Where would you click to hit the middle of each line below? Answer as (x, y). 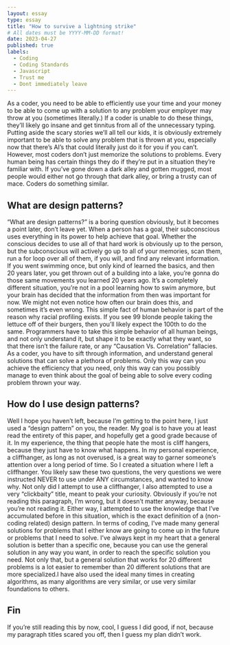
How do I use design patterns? (73, 404)
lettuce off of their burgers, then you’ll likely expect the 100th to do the (107, 325)
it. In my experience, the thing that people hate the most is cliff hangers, (109, 442)
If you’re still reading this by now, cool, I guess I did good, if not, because (111, 627)
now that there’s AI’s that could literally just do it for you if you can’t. (103, 147)
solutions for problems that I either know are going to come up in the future (113, 530)
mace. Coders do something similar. (58, 184)
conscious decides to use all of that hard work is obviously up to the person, (115, 244)
